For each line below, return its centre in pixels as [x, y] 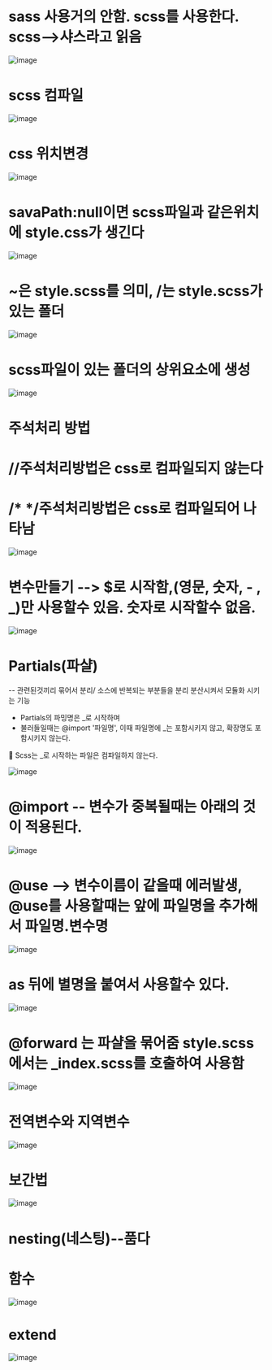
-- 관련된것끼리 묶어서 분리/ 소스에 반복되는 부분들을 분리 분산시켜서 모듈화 [127, 690]
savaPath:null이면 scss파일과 [106, 212]
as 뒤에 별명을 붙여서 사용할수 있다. [119, 984]
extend [32, 1335]
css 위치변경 [49, 154]
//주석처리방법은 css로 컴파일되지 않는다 [136, 468]
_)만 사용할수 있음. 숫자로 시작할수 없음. [132, 608]
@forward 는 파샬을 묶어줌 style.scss [131, 1043]
